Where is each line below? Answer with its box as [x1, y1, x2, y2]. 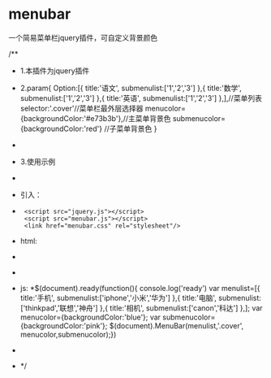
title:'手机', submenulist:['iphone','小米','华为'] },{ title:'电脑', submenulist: [19, 293, 262, 302]
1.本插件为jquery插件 [19, 66, 90, 76]
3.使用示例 [19, 156, 56, 167]
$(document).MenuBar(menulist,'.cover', [109, 320, 244, 330]
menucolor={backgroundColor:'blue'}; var [19, 312, 161, 322]
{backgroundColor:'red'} [19, 124, 103, 133]
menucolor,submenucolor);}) [19, 329, 117, 339]
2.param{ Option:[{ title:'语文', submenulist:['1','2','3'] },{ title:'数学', [19, 83, 242, 93]
